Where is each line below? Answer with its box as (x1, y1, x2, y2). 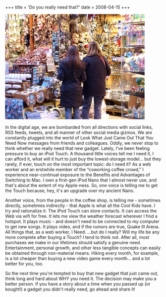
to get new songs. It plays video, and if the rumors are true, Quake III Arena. (5, 224, 160, 229)
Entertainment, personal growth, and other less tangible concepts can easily (5, 245, 161, 251)
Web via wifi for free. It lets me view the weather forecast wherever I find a (5, 213, 158, 219)
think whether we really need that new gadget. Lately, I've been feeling (5, 145, 150, 151)
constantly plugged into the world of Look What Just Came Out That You (5, 135, 154, 141)
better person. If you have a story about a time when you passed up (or (5, 281, 151, 287)
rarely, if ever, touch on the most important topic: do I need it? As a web (5, 161, 151, 167)
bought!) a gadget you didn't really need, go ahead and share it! (5, 286, 135, 292)
